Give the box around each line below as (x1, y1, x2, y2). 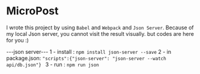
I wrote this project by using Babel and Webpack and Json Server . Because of (6, 24, 194, 31)
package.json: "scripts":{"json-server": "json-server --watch (6, 54, 166, 61)
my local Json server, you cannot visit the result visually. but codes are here (6, 30, 194, 37)
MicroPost (6, 4, 59, 18)
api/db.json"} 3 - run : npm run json (6, 61, 99, 68)
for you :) (6, 36, 29, 44)
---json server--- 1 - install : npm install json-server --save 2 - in (6, 48, 171, 55)
